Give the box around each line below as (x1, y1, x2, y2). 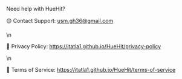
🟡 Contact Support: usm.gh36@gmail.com (6, 17, 114, 24)
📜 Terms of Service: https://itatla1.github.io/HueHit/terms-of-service (6, 66, 176, 73)
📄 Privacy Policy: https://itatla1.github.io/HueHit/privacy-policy (6, 43, 161, 50)
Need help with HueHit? (6, 5, 65, 12)
